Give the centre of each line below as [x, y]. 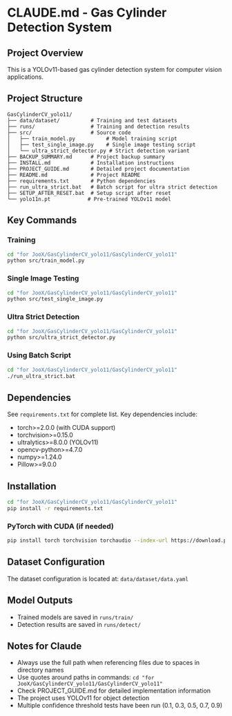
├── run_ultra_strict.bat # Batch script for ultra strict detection [112, 187]
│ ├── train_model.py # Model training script [92, 139]
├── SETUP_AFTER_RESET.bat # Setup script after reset [89, 193]
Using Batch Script [39, 355]
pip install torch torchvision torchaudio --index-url [88, 540]
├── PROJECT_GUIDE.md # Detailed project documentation [98, 169]
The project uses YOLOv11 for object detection [83, 698]
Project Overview [45, 53]
